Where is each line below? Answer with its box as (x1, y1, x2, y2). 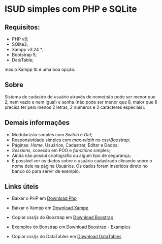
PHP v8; (11, 36, 29, 42)
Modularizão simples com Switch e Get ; (11, 131, 93, 137)
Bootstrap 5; (11, 52, 37, 58)
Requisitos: (4, 23, 40, 31)
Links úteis (4, 183, 39, 191)
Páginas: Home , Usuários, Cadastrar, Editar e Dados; (11, 142, 119, 148)
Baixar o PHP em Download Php (11, 195, 77, 201)
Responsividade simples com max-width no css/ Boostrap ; (11, 137, 130, 143)
